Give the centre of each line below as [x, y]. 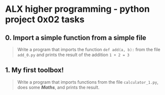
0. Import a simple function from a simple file [76, 38]
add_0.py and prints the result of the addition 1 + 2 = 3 [73, 55]
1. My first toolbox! [34, 70]
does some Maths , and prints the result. [58, 87]
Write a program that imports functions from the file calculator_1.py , [88, 82]
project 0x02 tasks [45, 19]
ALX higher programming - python [78, 9]
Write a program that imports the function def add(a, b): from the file [89, 49]
